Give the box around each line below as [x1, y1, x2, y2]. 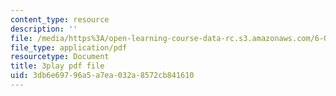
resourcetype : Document [10, 52, 110, 62]
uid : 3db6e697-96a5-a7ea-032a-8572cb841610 [10, 71, 195, 81]
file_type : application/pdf [10, 42, 128, 53]
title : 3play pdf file [10, 61, 105, 71]
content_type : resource [10, 14, 110, 25]
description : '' [10, 24, 78, 34]
